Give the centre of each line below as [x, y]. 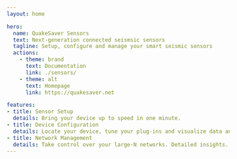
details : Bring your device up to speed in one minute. [97, 118]
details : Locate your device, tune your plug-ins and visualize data [117, 131]
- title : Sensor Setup [40, 112]
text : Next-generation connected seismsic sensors [89, 40]
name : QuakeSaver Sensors [51, 33]
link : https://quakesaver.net [70, 93]
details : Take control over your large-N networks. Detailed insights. [121, 145]
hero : [15, 26]
